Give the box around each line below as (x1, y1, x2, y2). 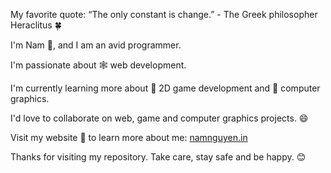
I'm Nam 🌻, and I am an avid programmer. (10, 39, 182, 51)
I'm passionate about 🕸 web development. (10, 59, 187, 71)
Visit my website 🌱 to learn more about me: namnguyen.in (10, 132, 248, 143)
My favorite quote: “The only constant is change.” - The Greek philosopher (10, 9, 318, 20)
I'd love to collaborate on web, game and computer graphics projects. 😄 (10, 112, 309, 124)
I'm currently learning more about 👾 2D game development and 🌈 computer (10, 82, 321, 94)
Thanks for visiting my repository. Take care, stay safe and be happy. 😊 (10, 151, 307, 163)
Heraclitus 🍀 (10, 19, 62, 31)
